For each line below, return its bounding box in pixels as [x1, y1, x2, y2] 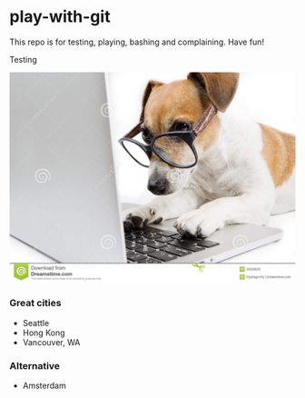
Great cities [9, 297, 62, 310]
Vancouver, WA [22, 336, 81, 347]
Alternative [9, 359, 61, 372]
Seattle [22, 317, 50, 328]
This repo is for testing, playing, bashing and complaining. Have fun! [9, 36, 265, 47]
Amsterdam [22, 380, 66, 392]
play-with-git [9, 6, 111, 27]
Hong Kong [22, 327, 65, 338]
